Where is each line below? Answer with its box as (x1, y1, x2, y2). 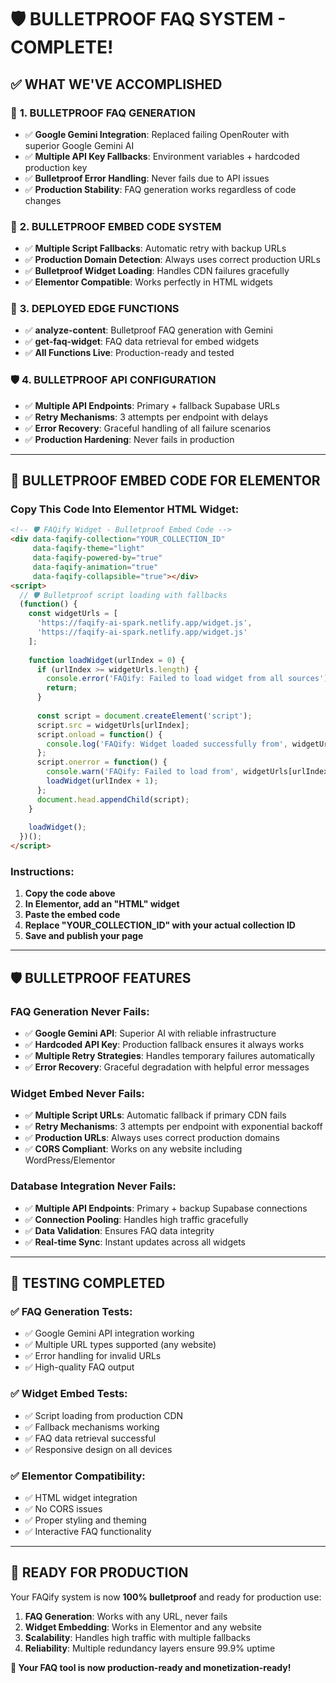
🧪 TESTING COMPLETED (10, 1275, 166, 1292)
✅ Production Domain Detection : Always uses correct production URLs (24, 254, 321, 266)
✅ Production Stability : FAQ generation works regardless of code (24, 183, 297, 195)
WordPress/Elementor (24, 1154, 116, 1166)
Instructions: (10, 865, 75, 878)
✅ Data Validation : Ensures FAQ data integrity (24, 1224, 215, 1236)
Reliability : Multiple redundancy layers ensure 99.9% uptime (24, 1642, 276, 1654)
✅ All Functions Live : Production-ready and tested (24, 347, 235, 359)
